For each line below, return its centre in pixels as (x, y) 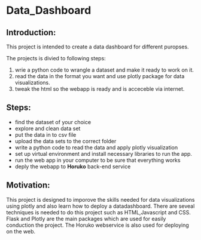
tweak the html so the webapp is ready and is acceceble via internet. (100, 89)
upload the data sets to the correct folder (66, 141)
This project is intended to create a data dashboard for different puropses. (98, 47)
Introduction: (31, 33)
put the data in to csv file (45, 134)
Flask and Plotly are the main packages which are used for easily (86, 219)
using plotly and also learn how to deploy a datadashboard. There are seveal (100, 206)
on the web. (21, 231)
